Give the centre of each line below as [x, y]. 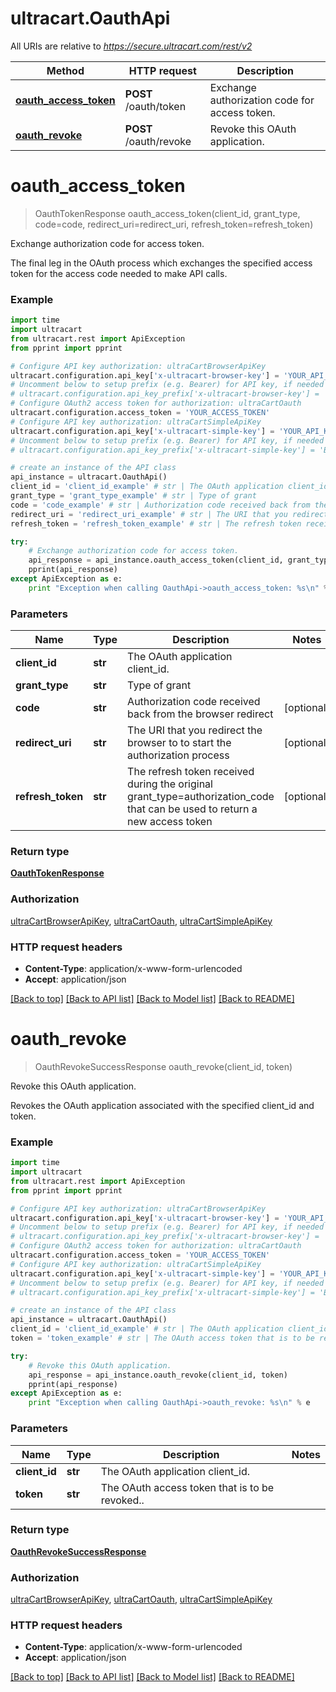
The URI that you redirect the [195, 730]
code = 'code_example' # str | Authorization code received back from [160, 505]
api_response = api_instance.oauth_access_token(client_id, [156, 560]
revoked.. [122, 1500]
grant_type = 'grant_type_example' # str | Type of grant [133, 496]
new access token [170, 822]
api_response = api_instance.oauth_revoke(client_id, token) [158, 1375]
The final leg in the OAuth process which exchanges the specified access [161, 263]
